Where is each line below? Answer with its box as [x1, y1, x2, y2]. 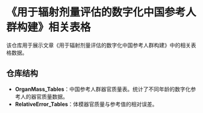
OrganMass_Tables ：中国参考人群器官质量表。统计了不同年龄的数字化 [14, 85, 191, 93]
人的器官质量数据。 [20, 93, 68, 100]
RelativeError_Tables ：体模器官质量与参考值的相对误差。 [14, 100, 158, 108]
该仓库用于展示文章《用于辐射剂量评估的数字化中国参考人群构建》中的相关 [6, 41, 191, 49]
